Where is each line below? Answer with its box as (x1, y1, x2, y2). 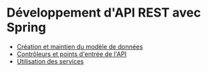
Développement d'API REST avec (6, 5, 202, 21)
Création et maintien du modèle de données (16, 42, 144, 51)
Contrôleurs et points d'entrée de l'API (16, 50, 127, 58)
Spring (6, 19, 47, 35)
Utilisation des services (16, 57, 84, 65)
